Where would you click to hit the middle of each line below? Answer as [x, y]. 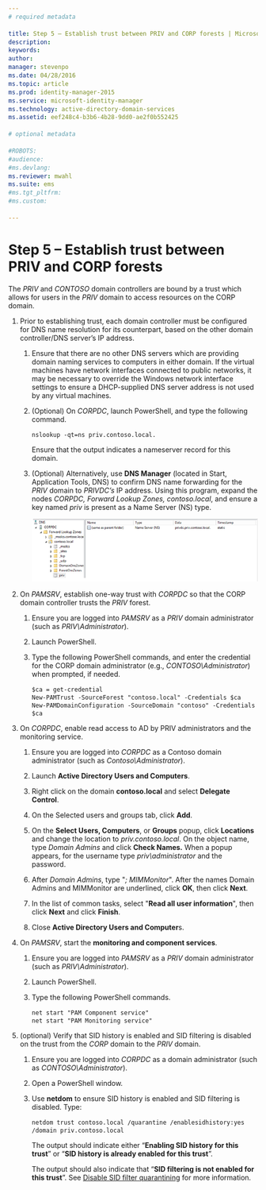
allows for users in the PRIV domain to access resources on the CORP [122, 297]
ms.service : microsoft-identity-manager [76, 100]
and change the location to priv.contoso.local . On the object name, [140, 839]
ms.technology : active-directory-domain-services [92, 109]
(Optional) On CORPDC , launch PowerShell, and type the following [139, 411]
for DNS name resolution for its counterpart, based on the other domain [136, 329]
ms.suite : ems [32, 184]
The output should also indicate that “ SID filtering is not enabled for [143, 1169]
